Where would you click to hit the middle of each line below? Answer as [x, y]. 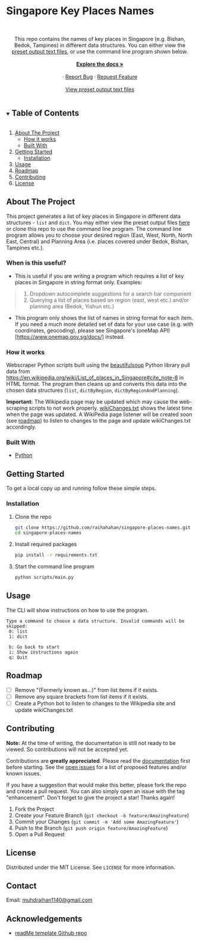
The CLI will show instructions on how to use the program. [78, 610]
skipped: [17, 626]
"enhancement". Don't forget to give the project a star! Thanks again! [91, 797]
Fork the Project [34, 809]
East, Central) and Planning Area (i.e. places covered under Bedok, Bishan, [97, 241]
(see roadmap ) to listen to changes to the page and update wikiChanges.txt [99, 421]
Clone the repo [33, 516]
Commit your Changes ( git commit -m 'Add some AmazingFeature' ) [97, 822]
